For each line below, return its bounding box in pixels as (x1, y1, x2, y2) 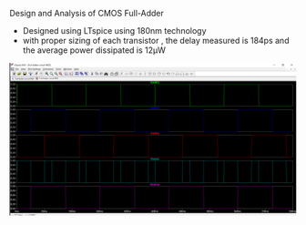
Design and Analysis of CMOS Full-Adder (9, 8, 164, 18)
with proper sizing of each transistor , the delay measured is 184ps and (22, 36, 290, 46)
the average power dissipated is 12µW (22, 45, 167, 56)
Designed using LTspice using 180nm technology (22, 26, 207, 36)
